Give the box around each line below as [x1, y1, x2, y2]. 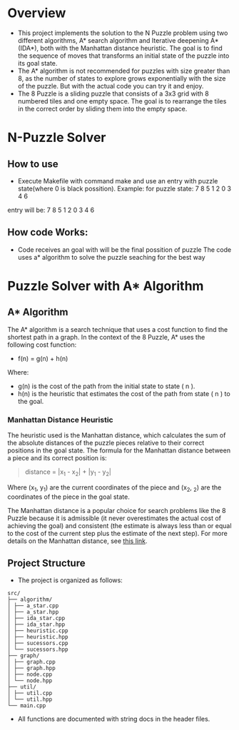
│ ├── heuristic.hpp [7, 634, 69, 641]
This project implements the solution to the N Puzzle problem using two [17, 29, 228, 37]
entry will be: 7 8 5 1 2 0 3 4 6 [7, 206, 95, 214]
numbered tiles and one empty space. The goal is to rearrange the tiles [17, 96, 227, 105]
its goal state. [17, 59, 58, 67]
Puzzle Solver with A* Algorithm [7, 278, 204, 294]
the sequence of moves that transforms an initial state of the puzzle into [17, 51, 230, 60]
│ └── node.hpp [7, 677, 53, 684]
